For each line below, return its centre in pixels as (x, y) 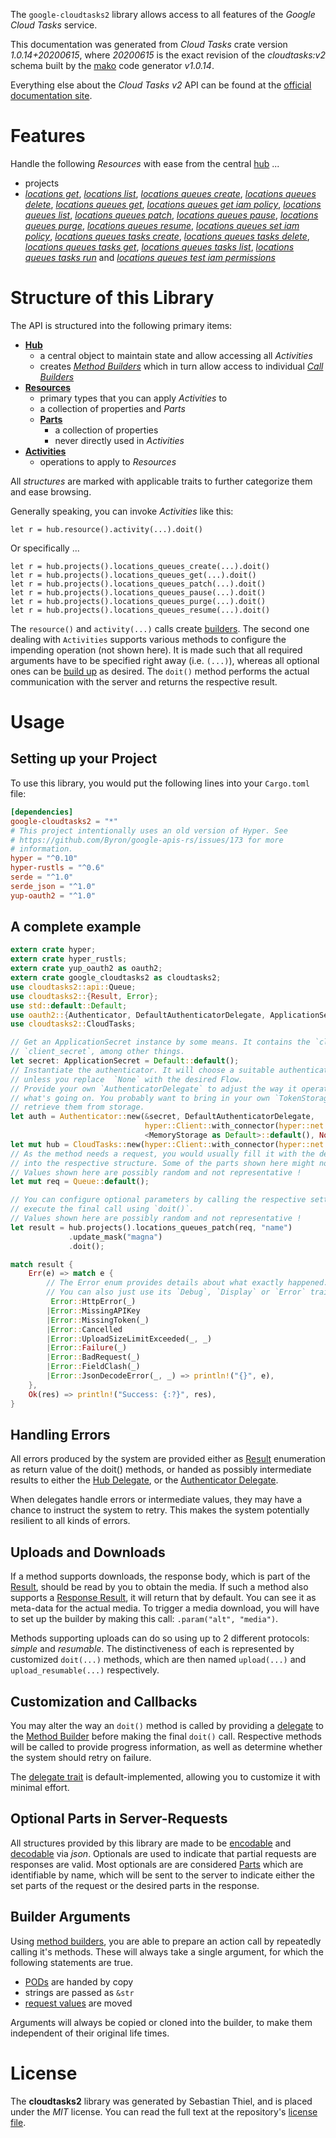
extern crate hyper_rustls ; (69, 959)
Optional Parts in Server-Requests (119, 1819)
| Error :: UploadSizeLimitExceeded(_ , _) (129, 1339)
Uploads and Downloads (88, 1552)
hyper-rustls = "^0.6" (57, 868)
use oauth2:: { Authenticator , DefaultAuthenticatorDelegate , (138, 1015)
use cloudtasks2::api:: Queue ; (73, 987)
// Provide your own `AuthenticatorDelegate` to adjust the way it (154, 1089)
